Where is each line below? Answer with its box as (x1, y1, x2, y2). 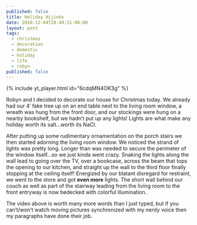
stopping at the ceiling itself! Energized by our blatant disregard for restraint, (6, 170, 191, 177)
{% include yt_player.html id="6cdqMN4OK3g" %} (6, 85, 129, 92)
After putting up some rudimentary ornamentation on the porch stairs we (6, 133, 182, 140)
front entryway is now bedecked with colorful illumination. (6, 189, 147, 196)
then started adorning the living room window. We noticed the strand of (6, 139, 179, 146)
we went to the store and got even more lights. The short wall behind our (6, 176, 183, 183)
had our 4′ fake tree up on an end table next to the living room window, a (6, 102, 182, 109)
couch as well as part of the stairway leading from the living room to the (6, 183, 181, 190)
